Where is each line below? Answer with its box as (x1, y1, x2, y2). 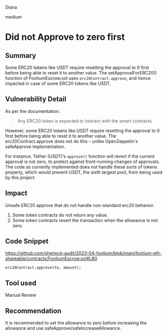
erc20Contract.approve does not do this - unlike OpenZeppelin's (5, 138, 138, 144)
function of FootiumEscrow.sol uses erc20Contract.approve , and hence (5, 75, 151, 81)
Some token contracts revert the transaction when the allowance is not (12, 217, 158, 223)
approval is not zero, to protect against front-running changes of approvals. (5, 158, 161, 164)
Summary (5, 51, 36, 59)
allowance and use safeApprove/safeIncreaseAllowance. (5, 325, 122, 331)
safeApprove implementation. (5, 143, 66, 149)
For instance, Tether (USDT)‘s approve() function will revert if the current (5, 153, 155, 159)
